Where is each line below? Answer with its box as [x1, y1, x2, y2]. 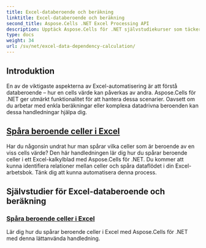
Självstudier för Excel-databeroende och [6, 186, 166, 196]
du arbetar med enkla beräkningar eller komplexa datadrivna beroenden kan [6, 102, 199, 109]
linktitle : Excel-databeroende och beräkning [6, 15, 124, 21]
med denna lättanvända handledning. [6, 234, 101, 242]
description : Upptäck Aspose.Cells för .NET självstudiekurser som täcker [6, 26, 202, 33]
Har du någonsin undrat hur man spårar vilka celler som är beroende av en [6, 142, 195, 150]
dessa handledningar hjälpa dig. [6, 108, 88, 115]
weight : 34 [6, 37, 34, 44]
